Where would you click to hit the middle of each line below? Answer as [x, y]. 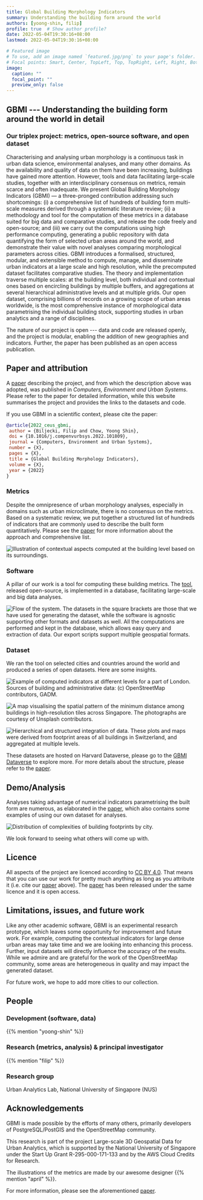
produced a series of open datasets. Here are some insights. [82, 670]
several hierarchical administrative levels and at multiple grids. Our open [96, 292]
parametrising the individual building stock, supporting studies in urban [95, 312]
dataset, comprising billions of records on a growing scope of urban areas [98, 298]
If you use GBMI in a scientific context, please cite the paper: [82, 414]
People [20, 1001]
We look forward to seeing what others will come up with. [78, 838]
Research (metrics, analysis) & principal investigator [85, 1047]
